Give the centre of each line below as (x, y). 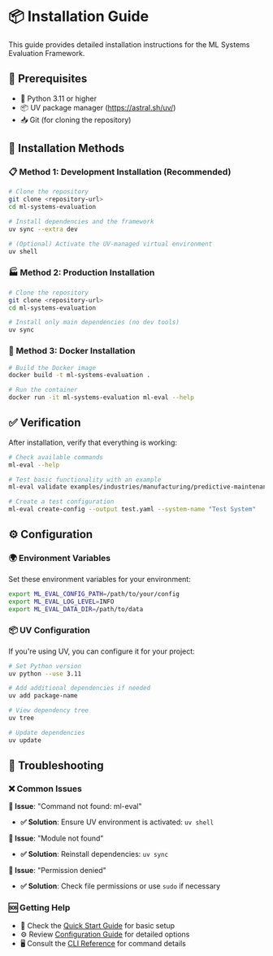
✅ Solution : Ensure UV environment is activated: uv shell (117, 822)
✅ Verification (45, 423)
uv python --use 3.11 (45, 674)
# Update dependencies (47, 732)
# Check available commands (56, 457)
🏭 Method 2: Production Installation (82, 272)
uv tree (22, 718)
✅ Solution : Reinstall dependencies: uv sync (94, 854)
